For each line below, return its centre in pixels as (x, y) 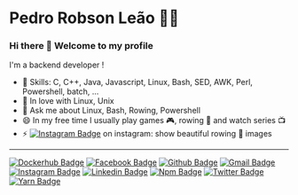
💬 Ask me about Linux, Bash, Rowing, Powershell (111, 111)
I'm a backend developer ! (57, 65)
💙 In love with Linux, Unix (68, 101)
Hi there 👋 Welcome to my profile (81, 46)
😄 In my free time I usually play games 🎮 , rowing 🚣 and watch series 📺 (154, 121)
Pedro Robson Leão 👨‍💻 (94, 18)
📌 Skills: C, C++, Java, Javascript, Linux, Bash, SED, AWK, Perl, (137, 82)
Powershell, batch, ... (60, 91)
